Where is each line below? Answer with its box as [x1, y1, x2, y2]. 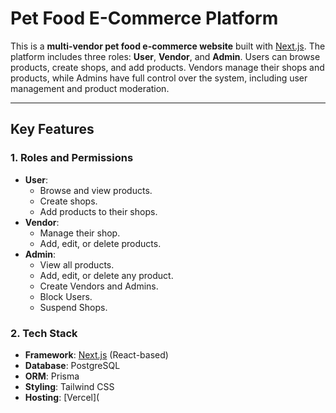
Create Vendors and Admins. [39, 280, 159, 292]
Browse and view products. [39, 184, 153, 196]
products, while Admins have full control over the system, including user [10, 72, 308, 84]
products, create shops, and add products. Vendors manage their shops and [10, 61, 325, 73]
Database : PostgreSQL [24, 359, 121, 371]
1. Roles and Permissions [10, 151, 134, 165]
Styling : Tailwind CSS [24, 380, 115, 392]
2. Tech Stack [10, 326, 78, 340]
